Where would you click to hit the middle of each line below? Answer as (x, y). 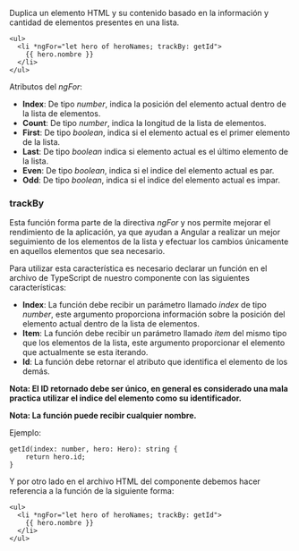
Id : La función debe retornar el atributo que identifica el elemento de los (155, 362)
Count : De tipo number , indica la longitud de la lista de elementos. (144, 123)
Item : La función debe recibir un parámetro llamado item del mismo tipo (154, 334)
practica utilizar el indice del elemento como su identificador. (125, 398)
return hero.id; (56, 457)
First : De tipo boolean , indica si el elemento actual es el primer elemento (156, 132)
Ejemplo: (26, 433)
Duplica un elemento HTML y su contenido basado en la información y (139, 13)
